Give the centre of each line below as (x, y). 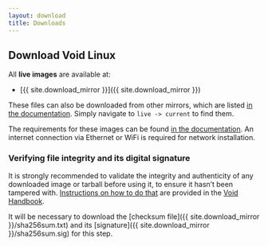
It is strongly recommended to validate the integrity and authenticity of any (131, 175)
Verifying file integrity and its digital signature (99, 158)
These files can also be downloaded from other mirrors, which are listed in (130, 105)
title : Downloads (37, 23)
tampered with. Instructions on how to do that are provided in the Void (123, 193)
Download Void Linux (62, 55)
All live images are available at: (59, 74)
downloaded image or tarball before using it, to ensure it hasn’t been (121, 184)
